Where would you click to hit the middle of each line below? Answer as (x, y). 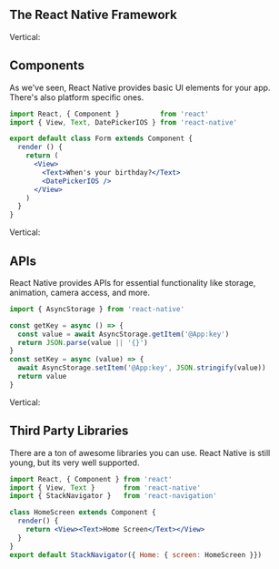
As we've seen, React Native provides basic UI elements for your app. (140, 87)
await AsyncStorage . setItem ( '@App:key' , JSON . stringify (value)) (142, 368)
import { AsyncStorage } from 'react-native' (97, 309)
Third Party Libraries (69, 431)
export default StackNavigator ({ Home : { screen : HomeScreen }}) (135, 554)
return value (42, 377)
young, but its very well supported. (75, 462)
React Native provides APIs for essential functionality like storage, (133, 282)
